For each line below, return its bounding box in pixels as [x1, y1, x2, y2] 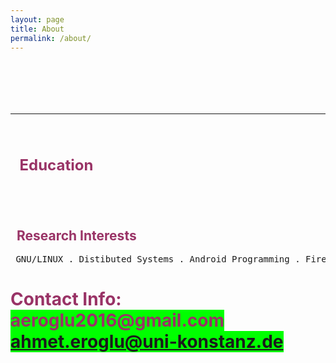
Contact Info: [10, 288, 122, 311]
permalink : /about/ [10, 33, 92, 43]
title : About [10, 24, 65, 34]
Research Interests [16, 227, 137, 244]
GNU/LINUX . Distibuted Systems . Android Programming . [15, 254, 301, 265]
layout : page [10, 14, 65, 25]
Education [19, 155, 94, 175]
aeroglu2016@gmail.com [10, 309, 225, 332]
